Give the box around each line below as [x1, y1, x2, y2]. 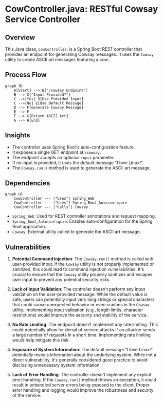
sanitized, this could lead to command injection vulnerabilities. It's [12, 266, 145, 272]
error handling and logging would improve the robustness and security [12, 387, 154, 393]
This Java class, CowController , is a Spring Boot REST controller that [5, 46, 142, 52]
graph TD [5, 84, 23, 88]
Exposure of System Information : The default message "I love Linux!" [12, 347, 153, 353]
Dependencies [5, 179, 50, 188]
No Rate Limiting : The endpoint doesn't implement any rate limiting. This [12, 321, 158, 328]
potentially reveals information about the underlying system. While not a [12, 352, 157, 358]
